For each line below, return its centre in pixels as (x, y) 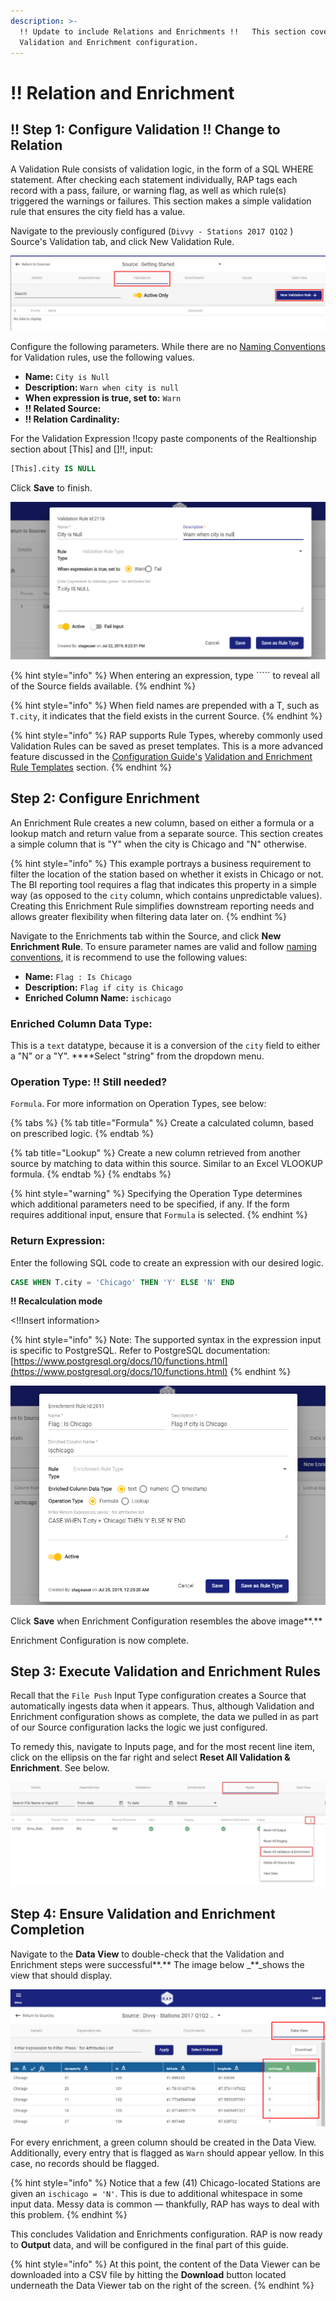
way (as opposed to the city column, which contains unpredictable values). (166, 895)
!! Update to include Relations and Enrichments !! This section (163, 31)
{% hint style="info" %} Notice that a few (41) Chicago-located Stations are (165, 2182)
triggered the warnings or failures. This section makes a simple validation (161, 201)
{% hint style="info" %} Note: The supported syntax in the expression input (166, 1340)
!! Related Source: (63, 409)
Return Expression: (58, 1241)
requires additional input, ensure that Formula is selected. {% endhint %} (159, 1215)
